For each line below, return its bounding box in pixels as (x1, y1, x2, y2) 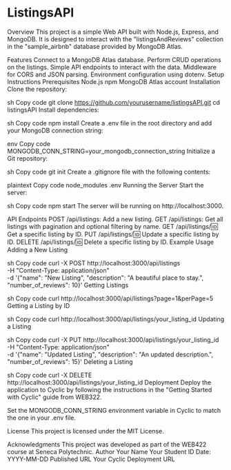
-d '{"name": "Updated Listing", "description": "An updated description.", (7, 350, 214, 358)
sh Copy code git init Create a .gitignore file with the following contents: (7, 167, 211, 176)
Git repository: (7, 154, 48, 163)
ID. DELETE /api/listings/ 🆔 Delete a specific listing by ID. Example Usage (7, 238, 214, 246)
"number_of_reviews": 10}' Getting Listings (7, 280, 129, 289)
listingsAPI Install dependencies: (7, 105, 100, 114)
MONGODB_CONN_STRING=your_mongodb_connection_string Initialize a (7, 147, 216, 155)
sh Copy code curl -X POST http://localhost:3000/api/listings (7, 258, 181, 267)
